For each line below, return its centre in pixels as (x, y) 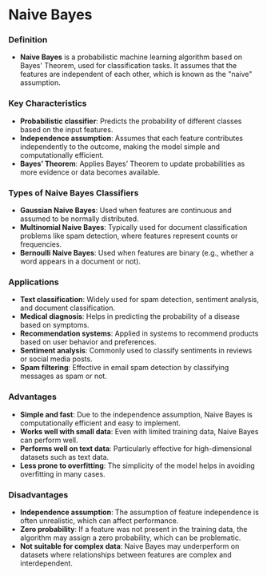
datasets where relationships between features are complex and (126, 554)
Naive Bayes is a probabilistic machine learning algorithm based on (131, 57)
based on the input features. (66, 129)
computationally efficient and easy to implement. (100, 423)
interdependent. (46, 563)
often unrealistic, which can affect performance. (99, 520)
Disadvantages (38, 494)
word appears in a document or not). (80, 261)
